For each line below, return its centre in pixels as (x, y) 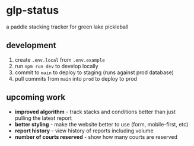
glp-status (33, 10)
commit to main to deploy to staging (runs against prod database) (94, 72)
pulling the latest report (43, 118)
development (31, 45)
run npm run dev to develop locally (57, 66)
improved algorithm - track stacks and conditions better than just (95, 112)
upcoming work (36, 98)
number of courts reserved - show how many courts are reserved (96, 137)
